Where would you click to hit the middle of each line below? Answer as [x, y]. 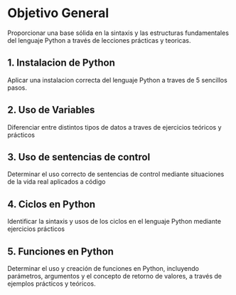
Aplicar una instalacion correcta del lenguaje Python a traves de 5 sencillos [117, 80]
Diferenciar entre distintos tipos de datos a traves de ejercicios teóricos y [114, 127]
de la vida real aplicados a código [57, 182]
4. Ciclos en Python [52, 204]
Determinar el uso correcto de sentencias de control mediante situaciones [116, 174]
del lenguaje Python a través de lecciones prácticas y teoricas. [99, 40]
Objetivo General [58, 13]
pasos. [17, 88]
